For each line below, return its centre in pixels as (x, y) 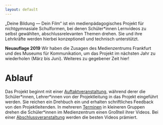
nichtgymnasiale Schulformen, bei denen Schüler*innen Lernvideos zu (76, 28)
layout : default (21, 9)
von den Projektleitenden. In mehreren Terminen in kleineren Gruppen (75, 107)
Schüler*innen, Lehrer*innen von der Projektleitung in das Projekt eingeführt (81, 96)
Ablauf (19, 78)
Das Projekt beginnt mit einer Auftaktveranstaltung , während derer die (75, 91)
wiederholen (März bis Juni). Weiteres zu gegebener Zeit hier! (67, 58)
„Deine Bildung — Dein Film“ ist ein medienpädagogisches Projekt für (74, 23)
